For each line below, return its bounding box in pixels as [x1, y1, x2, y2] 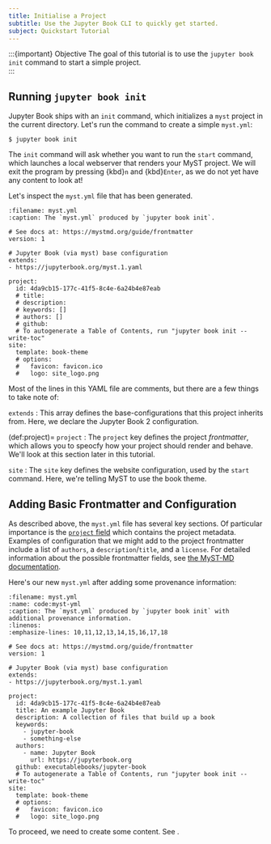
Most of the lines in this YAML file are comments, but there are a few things [8, 384, 259, 393]
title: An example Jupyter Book [15, 706, 125, 715]
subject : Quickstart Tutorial [8, 27, 111, 35]
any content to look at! [8, 176, 83, 185]
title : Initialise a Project [8, 11, 107, 20]
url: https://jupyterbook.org [29, 756, 132, 764]
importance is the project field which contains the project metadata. [8, 528, 236, 537]
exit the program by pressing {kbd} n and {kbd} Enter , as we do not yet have [8, 167, 259, 176]
